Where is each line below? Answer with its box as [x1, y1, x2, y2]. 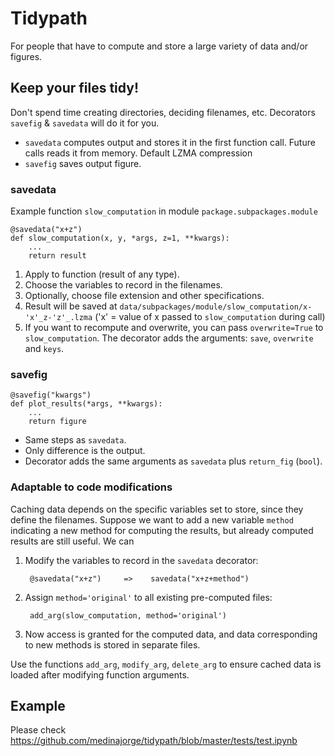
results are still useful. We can [10, 535, 135, 547]
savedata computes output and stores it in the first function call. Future [24, 136, 316, 148]
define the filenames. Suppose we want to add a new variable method [10, 513, 294, 526]
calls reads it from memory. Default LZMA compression [24, 147, 253, 159]
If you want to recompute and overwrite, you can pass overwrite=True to [24, 322, 324, 334]
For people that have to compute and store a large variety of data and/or [10, 40, 309, 52]
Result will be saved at [24, 300, 118, 312]
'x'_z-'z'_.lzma [24, 313, 93, 323]
